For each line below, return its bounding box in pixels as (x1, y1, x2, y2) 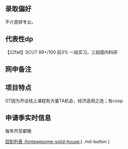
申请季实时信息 (5, 114, 51, 122)
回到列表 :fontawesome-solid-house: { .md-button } (5, 139, 110, 145)
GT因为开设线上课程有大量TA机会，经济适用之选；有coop (5, 98, 123, 104)
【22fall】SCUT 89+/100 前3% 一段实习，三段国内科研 (5, 49, 118, 55)
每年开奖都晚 (5, 128, 31, 134)
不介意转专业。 (5, 19, 36, 25)
